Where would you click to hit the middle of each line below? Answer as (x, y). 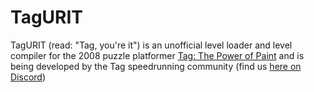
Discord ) (28, 77)
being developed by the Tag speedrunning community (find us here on (156, 66)
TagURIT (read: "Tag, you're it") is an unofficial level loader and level (151, 45)
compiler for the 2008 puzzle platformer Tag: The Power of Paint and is (157, 55)
